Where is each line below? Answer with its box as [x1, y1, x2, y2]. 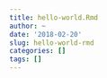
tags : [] [9, 55, 42, 64]
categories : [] [9, 47, 67, 56]
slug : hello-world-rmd [9, 38, 94, 48]
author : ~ [9, 22, 47, 30]
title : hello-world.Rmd [9, 13, 99, 22]
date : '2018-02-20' [9, 30, 83, 39]
